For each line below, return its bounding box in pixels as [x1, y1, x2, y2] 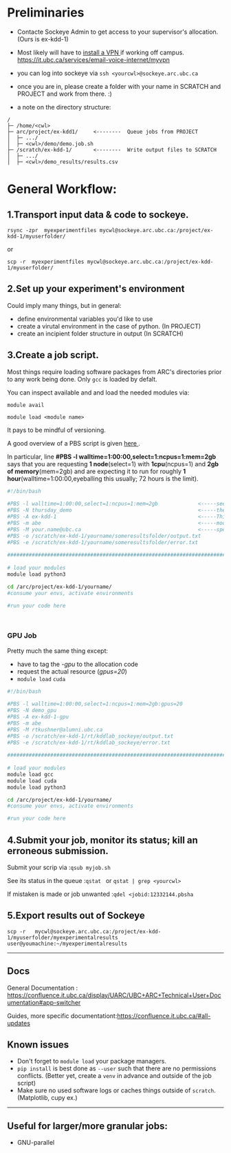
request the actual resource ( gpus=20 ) [16, 667, 127, 676]
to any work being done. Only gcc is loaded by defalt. [7, 375, 157, 383]
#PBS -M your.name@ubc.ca [7, 526, 81, 533]
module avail [7, 402, 45, 408]
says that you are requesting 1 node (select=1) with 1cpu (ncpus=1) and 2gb [7, 459, 219, 468]
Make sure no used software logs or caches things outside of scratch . [16, 1086, 217, 1094]
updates [7, 1019, 31, 1027]
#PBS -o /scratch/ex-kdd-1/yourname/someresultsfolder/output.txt [7, 532, 201, 539]
